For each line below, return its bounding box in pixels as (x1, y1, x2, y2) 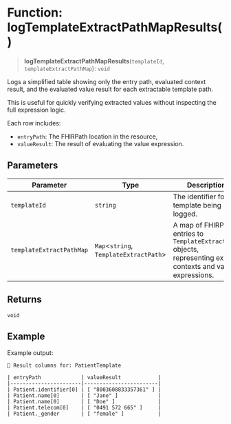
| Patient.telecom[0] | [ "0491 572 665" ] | (7, 405, 162, 412)
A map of (173, 220, 203, 230)
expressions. (173, 270, 214, 280)
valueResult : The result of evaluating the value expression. (16, 139, 184, 148)
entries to (173, 229, 204, 239)
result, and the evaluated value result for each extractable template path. (7, 85, 213, 93)
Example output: (7, 349, 54, 357)
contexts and (173, 261, 215, 271)
